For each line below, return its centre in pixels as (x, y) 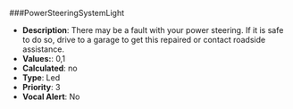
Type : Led (41, 78)
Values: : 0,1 (43, 59)
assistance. (43, 49)
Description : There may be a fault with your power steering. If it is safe (153, 30)
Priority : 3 (41, 87)
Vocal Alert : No (51, 96)
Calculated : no (50, 68)
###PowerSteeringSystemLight (67, 13)
